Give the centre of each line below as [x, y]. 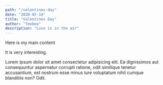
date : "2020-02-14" [25, 14]
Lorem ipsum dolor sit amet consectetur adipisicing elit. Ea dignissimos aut [82, 62]
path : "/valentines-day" [31, 10]
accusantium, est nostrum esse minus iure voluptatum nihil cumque [74, 72]
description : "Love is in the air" [42, 28]
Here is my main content [30, 42]
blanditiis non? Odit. [26, 78]
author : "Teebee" [23, 24]
